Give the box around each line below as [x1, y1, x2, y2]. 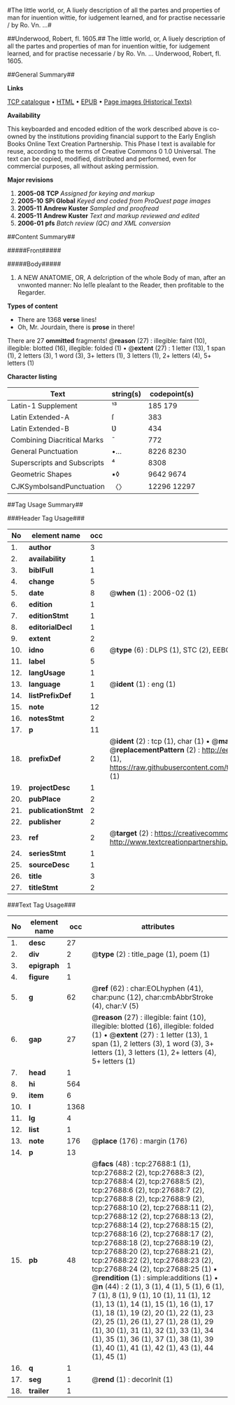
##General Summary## [7, 70, 75, 79]
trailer [29, 1386, 50, 1395]
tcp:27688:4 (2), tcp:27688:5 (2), [92, 1176, 205, 1186]
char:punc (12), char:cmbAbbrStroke [92, 993, 213, 1002]
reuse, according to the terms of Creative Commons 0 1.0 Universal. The [7, 147, 216, 155]
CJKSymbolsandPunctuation [10, 482, 105, 491]
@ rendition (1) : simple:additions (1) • [92, 1273, 218, 1282]
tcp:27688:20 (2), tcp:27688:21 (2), [92, 1246, 213, 1256]
